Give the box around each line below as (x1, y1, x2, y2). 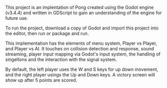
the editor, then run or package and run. (5, 31, 89, 36)
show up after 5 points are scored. (5, 77, 77, 83)
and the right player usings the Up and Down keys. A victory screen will (5, 72, 155, 78)
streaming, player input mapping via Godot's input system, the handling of (5, 51, 161, 57)
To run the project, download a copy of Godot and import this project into (5, 25, 159, 31)
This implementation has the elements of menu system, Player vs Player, (5, 40, 157, 46)
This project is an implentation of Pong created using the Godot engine (5, 5, 154, 10)
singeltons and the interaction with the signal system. (5, 56, 117, 63)
